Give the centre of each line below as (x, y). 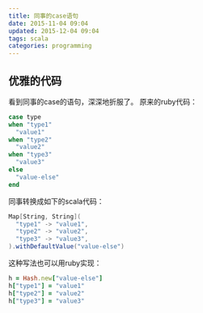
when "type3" (30, 154)
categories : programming (50, 46)
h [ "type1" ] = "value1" (47, 286)
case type (25, 117)
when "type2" (30, 140)
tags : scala (28, 38)
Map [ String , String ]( (45, 216)
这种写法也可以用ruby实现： (55, 263)
